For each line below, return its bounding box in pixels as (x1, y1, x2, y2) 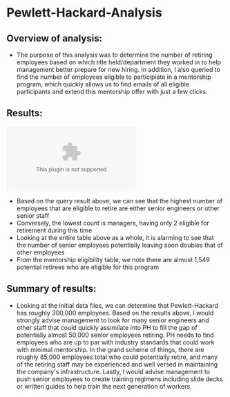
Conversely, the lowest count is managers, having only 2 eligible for (16, 219, 210, 227)
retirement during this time (16, 226, 93, 234)
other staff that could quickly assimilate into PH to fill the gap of (16, 323, 198, 331)
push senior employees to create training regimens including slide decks (16, 375, 223, 383)
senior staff (16, 211, 50, 219)
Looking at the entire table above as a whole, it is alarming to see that (16, 233, 215, 241)
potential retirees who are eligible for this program (16, 263, 160, 271)
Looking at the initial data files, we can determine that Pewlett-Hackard (16, 301, 219, 309)
